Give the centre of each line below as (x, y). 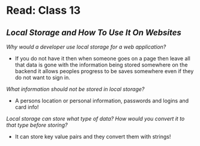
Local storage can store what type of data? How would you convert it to (95, 118)
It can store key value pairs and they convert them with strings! (93, 136)
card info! (27, 107)
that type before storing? (37, 125)
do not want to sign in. (43, 77)
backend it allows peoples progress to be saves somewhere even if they (104, 71)
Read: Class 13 (44, 10)
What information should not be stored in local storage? (75, 89)
